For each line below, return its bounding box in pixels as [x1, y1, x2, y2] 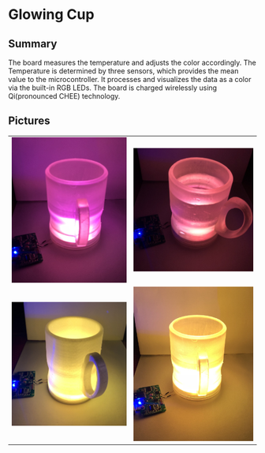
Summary [8, 37, 58, 51]
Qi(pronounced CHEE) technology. [8, 92, 121, 100]
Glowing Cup [8, 6, 95, 24]
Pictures [8, 114, 50, 128]
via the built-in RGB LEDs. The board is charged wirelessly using [8, 83, 218, 92]
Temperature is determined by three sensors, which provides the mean [8, 66, 239, 76]
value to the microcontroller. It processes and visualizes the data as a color [8, 75, 252, 84]
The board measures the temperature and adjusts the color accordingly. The [8, 58, 256, 67]
